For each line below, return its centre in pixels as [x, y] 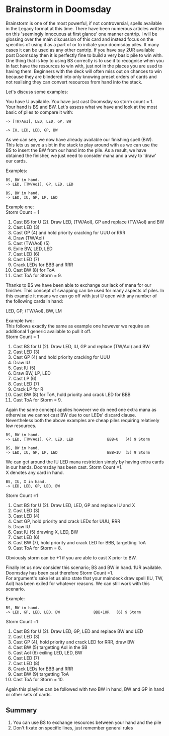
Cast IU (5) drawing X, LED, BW [46, 532]
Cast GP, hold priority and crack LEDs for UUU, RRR [66, 521]
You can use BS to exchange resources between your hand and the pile [87, 722]
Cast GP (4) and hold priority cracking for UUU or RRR [69, 232]
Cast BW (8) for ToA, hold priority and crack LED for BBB [72, 394]
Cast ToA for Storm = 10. [38, 679]
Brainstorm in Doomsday [59, 9]
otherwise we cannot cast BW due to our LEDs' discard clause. [71, 415]
